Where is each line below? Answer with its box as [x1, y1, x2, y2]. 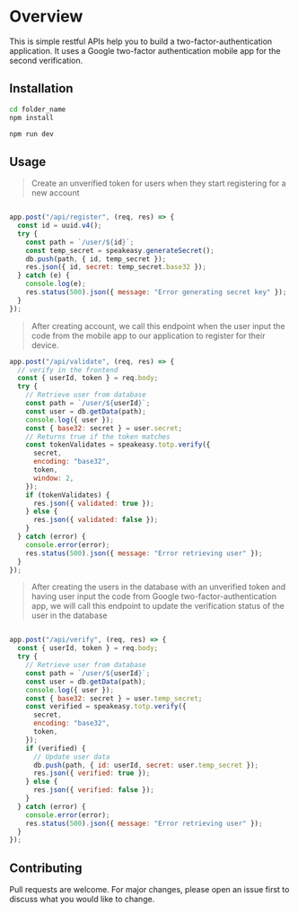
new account [31, 187, 80, 198]
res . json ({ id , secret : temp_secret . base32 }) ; [25, 263, 206, 272]
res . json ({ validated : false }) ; [32, 516, 159, 525]
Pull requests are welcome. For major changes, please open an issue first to [9, 884, 290, 895]
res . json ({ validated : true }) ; [32, 499, 154, 508]
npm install [9, 113, 54, 122]
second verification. [9, 55, 83, 65]
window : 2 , [32, 474, 74, 483]
